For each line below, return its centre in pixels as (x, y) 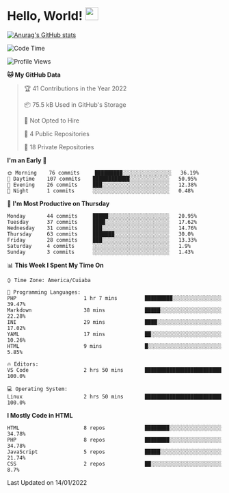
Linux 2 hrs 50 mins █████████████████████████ (114, 396)
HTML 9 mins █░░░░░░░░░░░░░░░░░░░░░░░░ (114, 346)
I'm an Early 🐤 (27, 160)
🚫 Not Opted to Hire (52, 121)
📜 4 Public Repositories (57, 134)
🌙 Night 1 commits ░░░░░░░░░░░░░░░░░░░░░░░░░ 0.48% (100, 191)
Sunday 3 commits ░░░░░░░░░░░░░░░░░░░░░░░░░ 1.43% (100, 252)
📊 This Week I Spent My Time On (55, 265)
